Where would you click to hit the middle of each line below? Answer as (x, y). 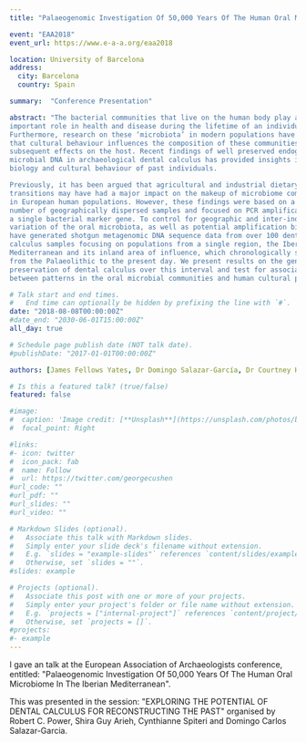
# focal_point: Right (52, 428)
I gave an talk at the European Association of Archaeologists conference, (146, 665)
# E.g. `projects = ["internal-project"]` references (117, 613)
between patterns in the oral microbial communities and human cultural (150, 278)
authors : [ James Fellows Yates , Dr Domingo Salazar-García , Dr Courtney (150, 370)
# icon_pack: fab (44, 461)
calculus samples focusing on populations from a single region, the (144, 244)
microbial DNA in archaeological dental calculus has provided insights (150, 160)
